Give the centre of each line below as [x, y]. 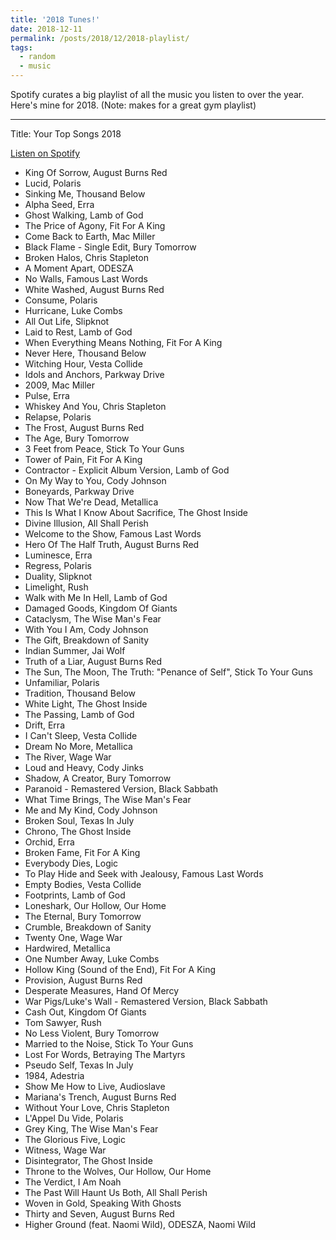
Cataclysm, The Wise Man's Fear [93, 619]
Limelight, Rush [56, 587]
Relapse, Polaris [58, 417]
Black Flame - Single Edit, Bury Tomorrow [110, 247]
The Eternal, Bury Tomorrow [83, 916]
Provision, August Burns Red [83, 980]
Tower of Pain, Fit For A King [83, 459]
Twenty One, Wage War [73, 937]
